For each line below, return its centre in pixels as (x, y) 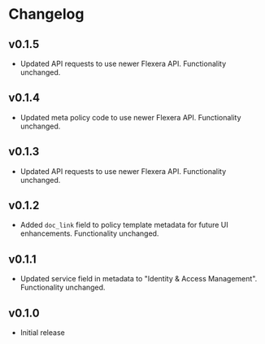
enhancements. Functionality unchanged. (89, 233)
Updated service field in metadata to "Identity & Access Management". (139, 279)
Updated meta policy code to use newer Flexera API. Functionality (130, 117)
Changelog (46, 14)
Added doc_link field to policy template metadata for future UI (124, 225)
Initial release (42, 333)
